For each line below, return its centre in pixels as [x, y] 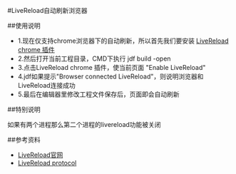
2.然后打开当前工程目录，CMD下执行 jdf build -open [94, 58]
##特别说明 [24, 109]
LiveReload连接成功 [47, 85]
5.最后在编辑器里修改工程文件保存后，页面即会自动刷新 [98, 94]
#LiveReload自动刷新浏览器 [47, 10]
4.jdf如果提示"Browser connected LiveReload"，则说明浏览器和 [111, 76]
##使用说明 [24, 26]
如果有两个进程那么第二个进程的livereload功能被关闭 [84, 124]
